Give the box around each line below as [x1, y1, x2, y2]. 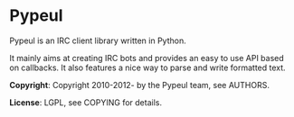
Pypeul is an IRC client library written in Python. [9, 35, 187, 46]
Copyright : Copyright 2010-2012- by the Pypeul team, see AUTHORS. [9, 79, 270, 90]
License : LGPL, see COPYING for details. [9, 96, 163, 108]
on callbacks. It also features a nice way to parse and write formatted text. [9, 62, 287, 73]
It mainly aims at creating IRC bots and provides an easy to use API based [9, 52, 285, 63]
